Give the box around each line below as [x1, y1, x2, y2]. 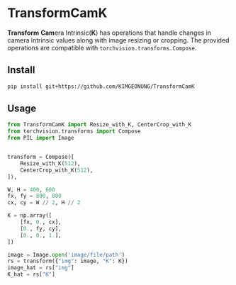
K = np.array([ [7, 212, 52, 219]
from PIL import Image [7, 135, 74, 142]
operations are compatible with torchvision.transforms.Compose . [7, 43, 197, 52]
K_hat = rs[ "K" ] [7, 271, 55, 278]
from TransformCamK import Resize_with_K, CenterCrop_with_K [7, 121, 192, 128]
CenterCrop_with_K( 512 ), [20, 167, 94, 174]
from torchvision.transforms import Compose [7, 128, 141, 135]
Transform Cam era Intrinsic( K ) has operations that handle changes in [7, 28, 211, 37]
